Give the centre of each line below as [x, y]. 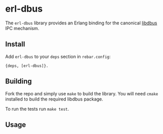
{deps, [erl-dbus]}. [27, 66]
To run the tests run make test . [37, 109]
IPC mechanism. [22, 28]
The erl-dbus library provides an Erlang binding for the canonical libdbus [81, 23]
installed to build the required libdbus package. [54, 99]
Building [18, 81]
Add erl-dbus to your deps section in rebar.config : [58, 56]
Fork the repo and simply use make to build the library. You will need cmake [82, 93]
